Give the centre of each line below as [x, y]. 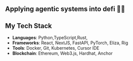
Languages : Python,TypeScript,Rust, [50, 38]
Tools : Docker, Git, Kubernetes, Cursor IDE [56, 48]
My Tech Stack [28, 26]
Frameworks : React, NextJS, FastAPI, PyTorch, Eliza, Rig [70, 43]
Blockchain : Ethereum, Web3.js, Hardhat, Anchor [62, 53]
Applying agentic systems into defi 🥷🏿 [65, 9]
